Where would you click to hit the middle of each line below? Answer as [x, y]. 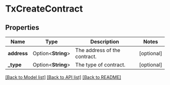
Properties [22, 28]
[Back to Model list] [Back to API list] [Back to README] [63, 77]
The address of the [98, 50]
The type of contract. [100, 65]
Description [105, 42]
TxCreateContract [44, 9]
